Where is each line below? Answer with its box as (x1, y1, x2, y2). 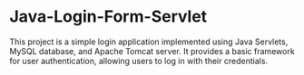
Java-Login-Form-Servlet (9, 6, 208, 27)
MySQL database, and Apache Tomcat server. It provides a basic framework (9, 45, 295, 56)
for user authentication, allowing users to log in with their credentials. (9, 55, 269, 66)
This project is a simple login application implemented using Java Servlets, (9, 36, 289, 47)
